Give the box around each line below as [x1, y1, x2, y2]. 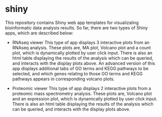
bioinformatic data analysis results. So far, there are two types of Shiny [5, 24, 148, 30]
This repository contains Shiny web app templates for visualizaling [5, 20, 139, 25]
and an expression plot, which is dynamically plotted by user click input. [12, 95, 158, 101]
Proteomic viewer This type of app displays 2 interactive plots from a [12, 85, 151, 91]
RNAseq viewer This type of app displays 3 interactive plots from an [12, 39, 150, 45]
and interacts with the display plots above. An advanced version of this [12, 60, 155, 66]
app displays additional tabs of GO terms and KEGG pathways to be [12, 65, 149, 71]
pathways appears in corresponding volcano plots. [12, 76, 115, 82]
